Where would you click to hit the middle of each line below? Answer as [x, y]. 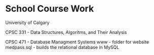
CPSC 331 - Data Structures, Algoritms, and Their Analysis [66, 32]
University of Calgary [27, 22]
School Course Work [50, 9]
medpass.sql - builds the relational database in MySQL [62, 47]
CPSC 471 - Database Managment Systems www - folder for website [77, 42]
